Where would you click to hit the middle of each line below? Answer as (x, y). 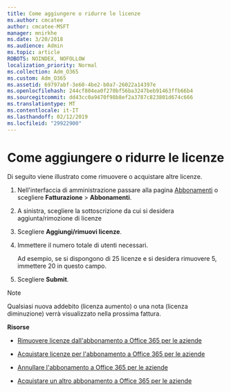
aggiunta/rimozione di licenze (59, 219)
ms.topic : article (34, 53)
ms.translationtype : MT (41, 104)
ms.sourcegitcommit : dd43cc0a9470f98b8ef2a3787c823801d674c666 (100, 98)
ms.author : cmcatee (35, 20)
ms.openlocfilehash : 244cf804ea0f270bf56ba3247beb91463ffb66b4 (100, 91)
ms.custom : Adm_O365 (37, 78)
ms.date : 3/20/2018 (35, 40)
